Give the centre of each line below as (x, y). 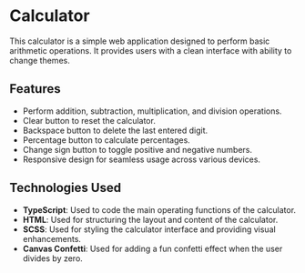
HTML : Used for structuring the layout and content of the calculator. (150, 219)
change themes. (40, 60)
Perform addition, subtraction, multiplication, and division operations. (152, 111)
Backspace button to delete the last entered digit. (115, 130)
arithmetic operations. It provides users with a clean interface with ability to (151, 50)
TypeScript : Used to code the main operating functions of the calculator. (159, 209)
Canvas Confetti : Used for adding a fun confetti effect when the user (152, 248)
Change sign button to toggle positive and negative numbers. (137, 149)
